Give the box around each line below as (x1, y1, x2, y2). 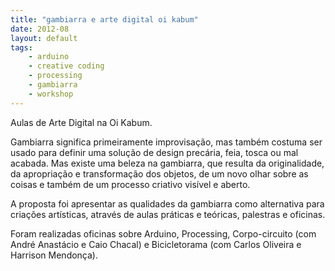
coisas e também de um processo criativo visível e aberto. (10, 178, 251, 190)
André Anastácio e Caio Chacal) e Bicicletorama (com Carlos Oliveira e (10, 238, 302, 250)
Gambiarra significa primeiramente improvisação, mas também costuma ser (10, 136, 323, 148)
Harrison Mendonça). (10, 249, 98, 261)
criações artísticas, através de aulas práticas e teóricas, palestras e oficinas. (10, 208, 326, 220)
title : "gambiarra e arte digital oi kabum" (10, 14, 199, 25)
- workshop (28, 89, 74, 99)
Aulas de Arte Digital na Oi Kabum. (10, 116, 153, 128)
